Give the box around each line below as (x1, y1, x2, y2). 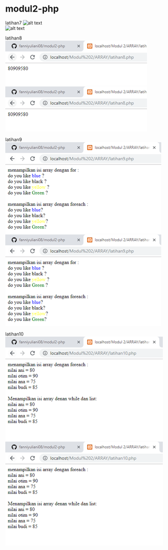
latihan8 (5, 35, 22, 41)
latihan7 (5, 20, 22, 26)
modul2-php (5, 3, 59, 15)
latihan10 (5, 331, 24, 337)
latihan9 (5, 136, 22, 142)
